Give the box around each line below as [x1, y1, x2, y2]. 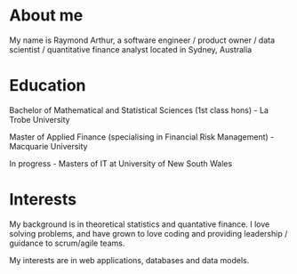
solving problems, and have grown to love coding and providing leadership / [9, 228, 288, 238]
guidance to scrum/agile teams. [9, 238, 125, 248]
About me [9, 5, 84, 26]
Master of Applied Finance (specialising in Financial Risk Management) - [9, 131, 275, 142]
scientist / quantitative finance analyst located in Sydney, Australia [9, 44, 253, 54]
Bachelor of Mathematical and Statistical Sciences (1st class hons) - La [9, 104, 269, 116]
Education [9, 76, 86, 96]
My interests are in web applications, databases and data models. [9, 254, 250, 265]
